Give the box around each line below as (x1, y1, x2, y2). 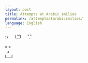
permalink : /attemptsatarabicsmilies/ (5, 16, 83, 21)
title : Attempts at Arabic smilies (5, 12, 77, 16)
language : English (5, 20, 42, 26)
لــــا (5, 54, 13, 60)
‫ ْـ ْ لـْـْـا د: (5, 34, 32, 40)
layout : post (5, 7, 31, 12)
